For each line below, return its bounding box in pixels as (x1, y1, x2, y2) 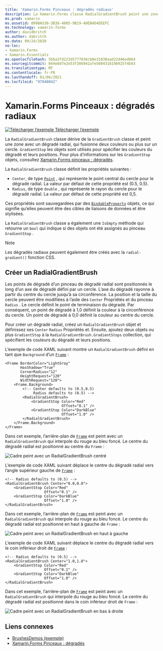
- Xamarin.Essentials (5, 52, 49, 57)
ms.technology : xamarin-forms (5, 25, 66, 30)
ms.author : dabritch (5, 34, 47, 39)
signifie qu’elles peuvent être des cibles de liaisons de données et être (5, 205, 146, 211)
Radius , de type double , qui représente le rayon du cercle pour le (12, 185, 142, 192)
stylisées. (5, 211, 24, 217)
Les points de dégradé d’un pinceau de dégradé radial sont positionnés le (5, 281, 152, 287)
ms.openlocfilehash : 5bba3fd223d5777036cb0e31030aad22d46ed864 (5, 57, 136, 62)
